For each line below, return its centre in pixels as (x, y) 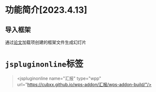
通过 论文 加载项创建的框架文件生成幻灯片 (46, 42)
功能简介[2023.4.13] (46, 10)
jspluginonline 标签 (44, 64)
